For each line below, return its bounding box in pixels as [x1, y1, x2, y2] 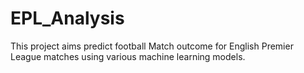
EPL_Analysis [10, 7, 125, 30]
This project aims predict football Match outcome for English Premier [10, 40, 294, 52]
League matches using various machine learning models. [10, 50, 246, 62]
